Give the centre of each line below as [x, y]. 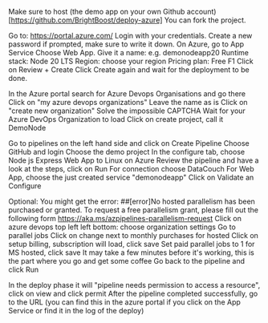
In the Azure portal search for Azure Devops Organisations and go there [127, 94]
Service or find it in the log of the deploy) [76, 311]
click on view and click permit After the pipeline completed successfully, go [133, 293]
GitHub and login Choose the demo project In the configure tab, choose [127, 152]
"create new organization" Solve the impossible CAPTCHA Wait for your [127, 111]
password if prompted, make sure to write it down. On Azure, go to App [126, 44]
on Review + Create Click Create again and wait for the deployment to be [129, 70]
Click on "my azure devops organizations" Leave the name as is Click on [128, 102]
